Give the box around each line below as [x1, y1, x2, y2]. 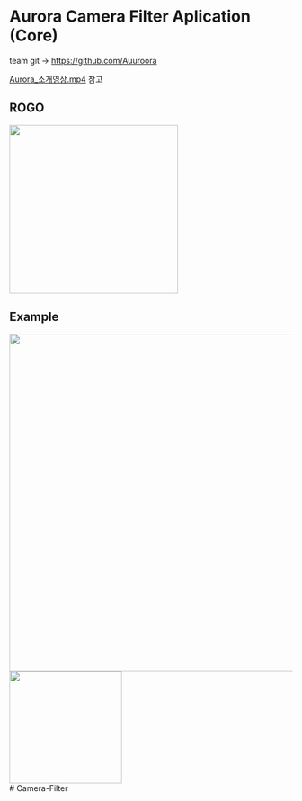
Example [9, 309, 59, 325]
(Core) [9, 25, 58, 46]
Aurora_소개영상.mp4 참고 [9, 74, 103, 85]
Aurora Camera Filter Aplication [9, 6, 252, 27]
